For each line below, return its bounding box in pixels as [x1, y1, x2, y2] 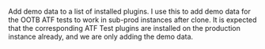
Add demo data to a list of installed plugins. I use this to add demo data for [8, 7, 251, 16]
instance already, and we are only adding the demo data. [8, 32, 194, 41]
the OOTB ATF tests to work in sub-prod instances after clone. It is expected [8, 15, 257, 24]
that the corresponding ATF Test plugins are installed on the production [8, 24, 241, 32]
